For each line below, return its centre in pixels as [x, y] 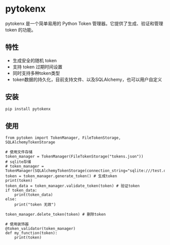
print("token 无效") [35, 205]
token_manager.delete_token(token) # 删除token [56, 215]
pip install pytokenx [28, 109]
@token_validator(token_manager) [40, 229]
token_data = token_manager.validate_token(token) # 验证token [73, 186]
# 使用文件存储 [19, 152]
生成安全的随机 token [35, 60]
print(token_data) [34, 195]
